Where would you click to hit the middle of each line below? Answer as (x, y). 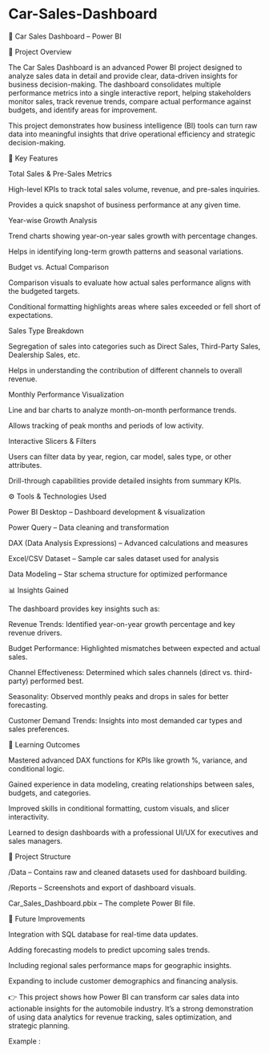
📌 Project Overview (40, 51)
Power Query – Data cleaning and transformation (89, 527)
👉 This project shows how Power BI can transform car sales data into (124, 997)
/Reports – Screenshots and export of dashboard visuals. (102, 887)
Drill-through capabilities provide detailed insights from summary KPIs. (125, 480)
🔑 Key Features (33, 158)
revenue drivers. (35, 633)
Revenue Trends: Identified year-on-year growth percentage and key (122, 624)
